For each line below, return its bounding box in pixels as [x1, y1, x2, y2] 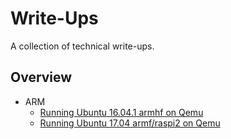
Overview [10, 69, 73, 86]
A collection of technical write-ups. [10, 40, 155, 52]
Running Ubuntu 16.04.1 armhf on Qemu [39, 106, 204, 118]
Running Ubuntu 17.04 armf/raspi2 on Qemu [39, 117, 221, 129]
